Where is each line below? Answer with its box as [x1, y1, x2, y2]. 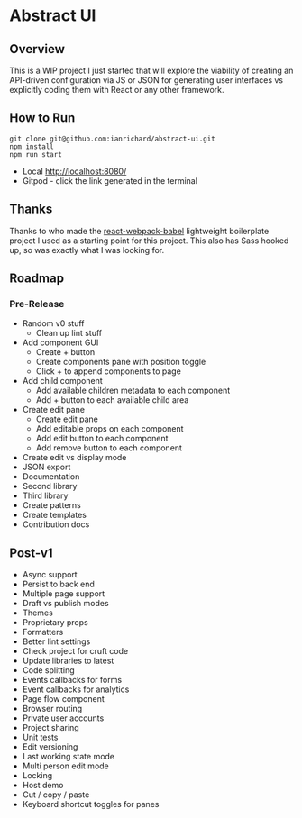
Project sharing [22, 723, 79, 733]
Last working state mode [22, 751, 115, 762]
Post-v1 [9, 545, 53, 560]
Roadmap [9, 271, 65, 286]
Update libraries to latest [22, 655, 114, 667]
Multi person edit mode [22, 760, 110, 771]
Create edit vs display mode [22, 452, 127, 463]
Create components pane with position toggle [35, 357, 206, 368]
